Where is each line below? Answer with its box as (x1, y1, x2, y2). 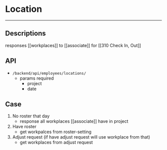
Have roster (12, 124, 37, 130)
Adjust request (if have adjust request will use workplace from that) (12, 134, 151, 140)
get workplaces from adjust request (19, 140, 93, 146)
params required (19, 75, 54, 81)
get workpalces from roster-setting (19, 129, 92, 135)
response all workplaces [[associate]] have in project (19, 118, 129, 124)
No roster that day (12, 113, 50, 119)
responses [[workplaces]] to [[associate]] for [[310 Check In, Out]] (5, 42, 141, 48)
